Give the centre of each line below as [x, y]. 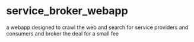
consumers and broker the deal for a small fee [63, 33]
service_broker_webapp [67, 11]
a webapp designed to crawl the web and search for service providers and [97, 27]
